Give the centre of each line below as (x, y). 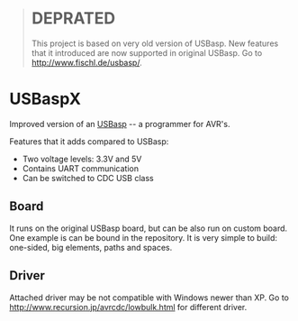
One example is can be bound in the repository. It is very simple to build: (143, 237)
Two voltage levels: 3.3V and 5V (82, 159)
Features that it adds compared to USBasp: (89, 141)
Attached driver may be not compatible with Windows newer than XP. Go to (149, 298)
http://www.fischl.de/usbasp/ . (86, 62)
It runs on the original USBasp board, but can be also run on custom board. (149, 228)
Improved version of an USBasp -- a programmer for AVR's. (120, 124)
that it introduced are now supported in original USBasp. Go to (147, 52)
